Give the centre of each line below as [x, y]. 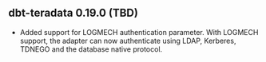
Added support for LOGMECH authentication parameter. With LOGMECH [139, 32]
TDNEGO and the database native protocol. [91, 49]
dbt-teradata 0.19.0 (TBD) [73, 13]
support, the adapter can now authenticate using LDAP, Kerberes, [128, 41]
